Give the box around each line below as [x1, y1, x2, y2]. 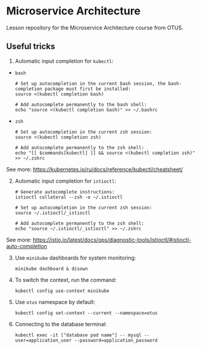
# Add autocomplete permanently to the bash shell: [14, 101, 147, 107]
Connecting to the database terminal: [14, 320, 107, 327]
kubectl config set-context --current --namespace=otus [14, 310, 158, 316]
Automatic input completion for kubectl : [14, 57, 114, 64]
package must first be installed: [44, 86, 131, 92]
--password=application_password [74, 337, 158, 343]
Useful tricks [6, 41, 56, 52]
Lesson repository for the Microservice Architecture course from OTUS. [6, 24, 184, 31]
